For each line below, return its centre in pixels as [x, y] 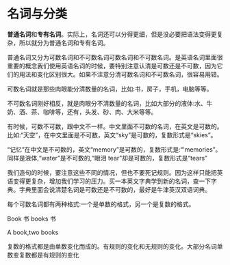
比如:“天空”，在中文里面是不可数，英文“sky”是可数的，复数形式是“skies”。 [112, 135]
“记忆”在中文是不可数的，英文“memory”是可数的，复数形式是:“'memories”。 [114, 149]
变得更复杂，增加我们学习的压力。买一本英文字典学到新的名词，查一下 [112, 181]
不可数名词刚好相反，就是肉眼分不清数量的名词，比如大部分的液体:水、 [107, 103]
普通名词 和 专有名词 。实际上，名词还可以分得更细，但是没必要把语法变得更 [112, 34]
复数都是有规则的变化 [49, 255]
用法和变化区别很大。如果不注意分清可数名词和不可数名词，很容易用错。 [121, 74]
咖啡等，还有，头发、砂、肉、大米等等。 [100, 112]
